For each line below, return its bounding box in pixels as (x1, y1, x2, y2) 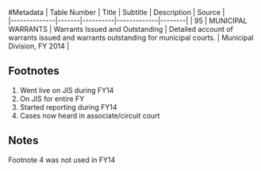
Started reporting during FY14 (19, 102, 117, 111)
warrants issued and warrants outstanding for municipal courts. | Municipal (8, 33, 254, 42)
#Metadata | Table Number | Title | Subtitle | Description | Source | (8, 8, 225, 17)
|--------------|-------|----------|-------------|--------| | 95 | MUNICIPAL (8, 16, 248, 25)
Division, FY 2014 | (8, 41, 70, 51)
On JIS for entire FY (19, 94, 85, 103)
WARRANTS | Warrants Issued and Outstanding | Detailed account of (8, 25, 234, 33)
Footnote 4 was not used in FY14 (8, 155, 116, 165)
